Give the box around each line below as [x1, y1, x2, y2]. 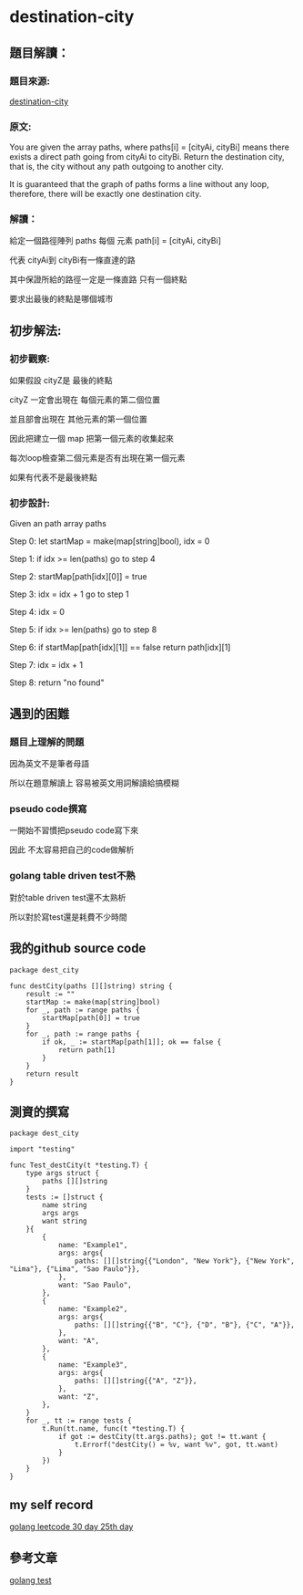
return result [25, 1069, 79, 1079]
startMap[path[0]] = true [42, 1013, 141, 1023]
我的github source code [9, 941, 146, 956]
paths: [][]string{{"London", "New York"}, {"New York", [74, 1256, 296, 1266]
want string [42, 1216, 88, 1226]
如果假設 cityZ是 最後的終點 [9, 375, 113, 386]
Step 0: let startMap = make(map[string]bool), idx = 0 [9, 536, 210, 547]
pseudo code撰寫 [9, 803, 88, 816]
